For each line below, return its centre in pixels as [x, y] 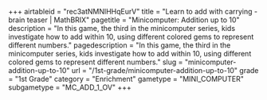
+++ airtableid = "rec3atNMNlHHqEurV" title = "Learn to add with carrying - [133, 12]
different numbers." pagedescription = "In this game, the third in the [120, 45]
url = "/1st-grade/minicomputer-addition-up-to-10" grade [165, 70]
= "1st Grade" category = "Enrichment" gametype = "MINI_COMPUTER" [126, 79]
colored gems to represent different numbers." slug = [96, 62]
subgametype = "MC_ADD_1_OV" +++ [70, 87]
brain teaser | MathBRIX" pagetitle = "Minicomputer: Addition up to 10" [124, 20]
